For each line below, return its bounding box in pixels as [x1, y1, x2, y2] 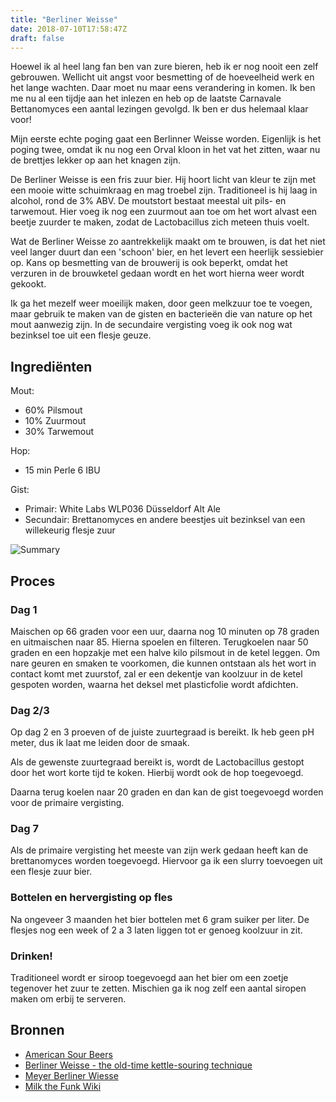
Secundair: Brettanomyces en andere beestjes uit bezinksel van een [24, 514, 306, 526]
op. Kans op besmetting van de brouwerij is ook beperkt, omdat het [10, 257, 288, 269]
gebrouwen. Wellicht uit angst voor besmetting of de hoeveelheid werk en [10, 71, 315, 83]
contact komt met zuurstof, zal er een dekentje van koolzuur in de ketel [10, 667, 303, 680]
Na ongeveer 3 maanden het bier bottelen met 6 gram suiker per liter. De [10, 913, 310, 925]
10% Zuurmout [24, 415, 87, 427]
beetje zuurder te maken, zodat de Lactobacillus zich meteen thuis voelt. [10, 216, 310, 228]
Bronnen [10, 1022, 65, 1039]
